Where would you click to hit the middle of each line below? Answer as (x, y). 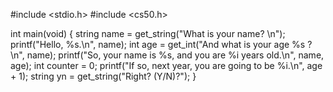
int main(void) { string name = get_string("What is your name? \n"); (148, 33)
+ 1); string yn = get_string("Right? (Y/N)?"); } (103, 76)
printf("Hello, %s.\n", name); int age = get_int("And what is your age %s (158, 44)
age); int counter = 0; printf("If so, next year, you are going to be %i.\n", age (166, 65)
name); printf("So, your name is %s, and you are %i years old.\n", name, (175, 55)
